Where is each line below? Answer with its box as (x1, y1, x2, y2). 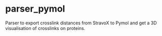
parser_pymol (5, 3, 65, 15)
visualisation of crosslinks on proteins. (5, 25, 85, 31)
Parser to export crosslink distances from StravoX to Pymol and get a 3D (5, 20, 157, 26)
